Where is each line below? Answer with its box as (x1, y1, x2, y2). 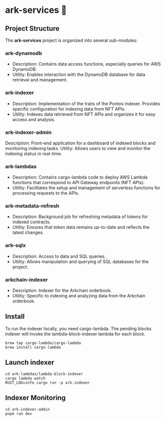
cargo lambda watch (5, 376, 46, 381)
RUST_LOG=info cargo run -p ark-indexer (5, 380, 90, 385)
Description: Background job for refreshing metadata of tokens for (12, 213, 148, 220)
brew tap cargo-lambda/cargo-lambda (5, 340, 81, 346)
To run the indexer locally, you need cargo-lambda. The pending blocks (5, 325, 152, 332)
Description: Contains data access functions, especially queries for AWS (12, 61, 161, 67)
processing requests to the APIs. (12, 190, 80, 196)
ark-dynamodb (5, 50, 42, 57)
